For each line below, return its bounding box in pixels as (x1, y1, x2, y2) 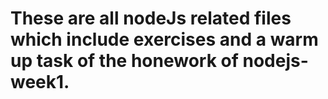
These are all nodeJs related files (10, 7, 292, 30)
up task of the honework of (10, 50, 239, 72)
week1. (10, 71, 70, 94)
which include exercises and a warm (10, 28, 319, 51)
